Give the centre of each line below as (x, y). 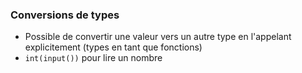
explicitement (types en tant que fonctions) (113, 47)
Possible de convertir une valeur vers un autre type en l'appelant (158, 37)
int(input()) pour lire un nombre (93, 58)
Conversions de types (65, 15)
